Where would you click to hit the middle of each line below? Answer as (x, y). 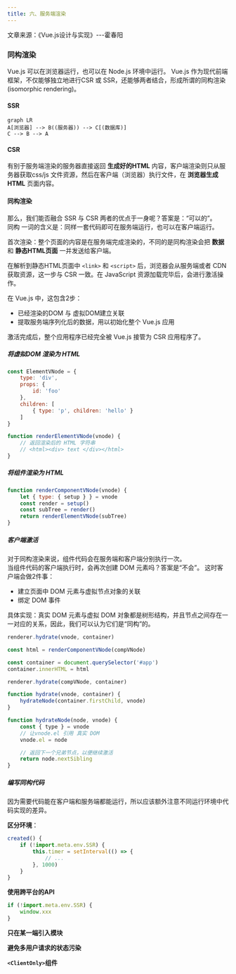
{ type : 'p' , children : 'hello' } (83, 411)
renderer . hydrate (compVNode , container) (67, 682)
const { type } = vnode (55, 726)
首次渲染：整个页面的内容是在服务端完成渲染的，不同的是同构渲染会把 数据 (116, 242)
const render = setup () (55, 504)
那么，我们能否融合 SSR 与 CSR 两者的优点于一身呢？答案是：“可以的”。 (112, 218)
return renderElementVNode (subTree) (74, 517)
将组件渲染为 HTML (36, 473)
